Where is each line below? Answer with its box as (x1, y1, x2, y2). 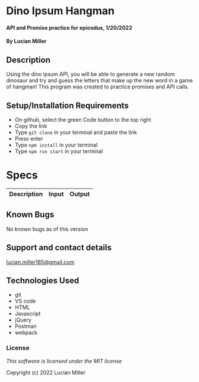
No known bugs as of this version (6, 225, 89, 233)
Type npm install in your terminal (14, 141, 98, 148)
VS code (14, 298, 36, 305)
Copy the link (14, 123, 48, 129)
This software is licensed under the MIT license (6, 357, 122, 364)
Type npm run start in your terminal (14, 148, 103, 155)
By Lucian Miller (6, 37, 47, 45)
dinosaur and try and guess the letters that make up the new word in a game (6, 77, 193, 84)
